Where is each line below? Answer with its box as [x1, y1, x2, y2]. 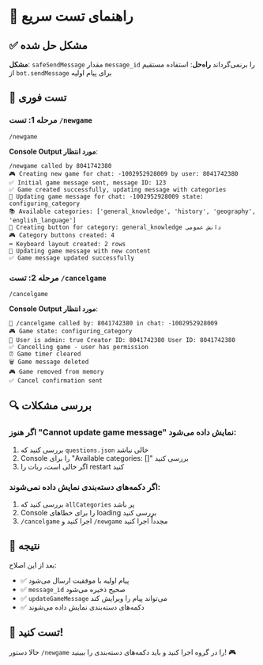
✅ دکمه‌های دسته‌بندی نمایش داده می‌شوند [20, 602, 145, 612]
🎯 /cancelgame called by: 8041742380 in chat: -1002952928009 [9, 319, 218, 327]
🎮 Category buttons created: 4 [9, 231, 115, 239]
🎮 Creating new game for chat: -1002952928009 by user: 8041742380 [9, 169, 239, 177]
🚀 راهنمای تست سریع [9, 7, 133, 25]
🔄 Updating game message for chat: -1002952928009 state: [9, 192, 204, 200]
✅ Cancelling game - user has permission [9, 343, 149, 351]
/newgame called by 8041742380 [9, 161, 112, 169]
